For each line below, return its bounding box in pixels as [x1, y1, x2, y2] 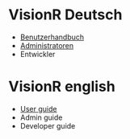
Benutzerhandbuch [19, 32, 85, 42]
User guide [19, 104, 57, 113]
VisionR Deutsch [8, 6, 123, 24]
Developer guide [19, 121, 76, 130]
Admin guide [19, 112, 63, 122]
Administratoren [19, 40, 74, 50]
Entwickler [19, 49, 56, 59]
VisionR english [8, 78, 115, 96]
